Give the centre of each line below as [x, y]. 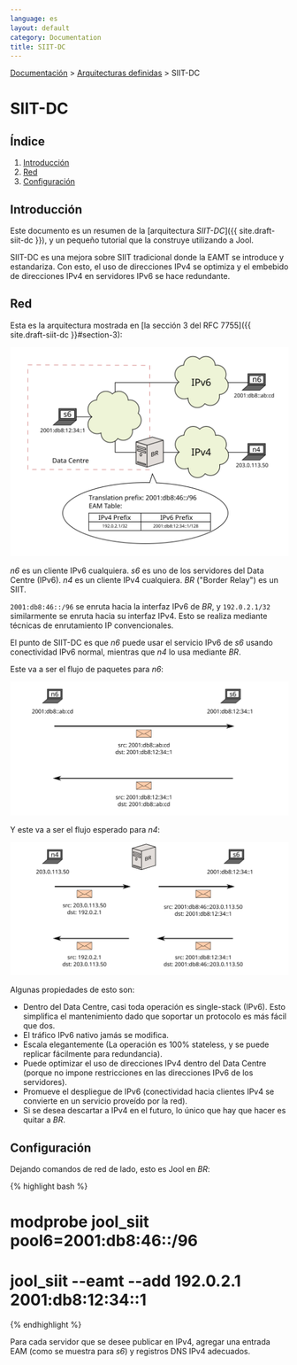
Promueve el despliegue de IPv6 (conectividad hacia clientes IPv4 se [148, 1092]
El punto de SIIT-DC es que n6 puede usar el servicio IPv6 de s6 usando [141, 642]
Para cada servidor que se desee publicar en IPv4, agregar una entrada [140, 1342]
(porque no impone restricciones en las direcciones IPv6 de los [138, 1073]
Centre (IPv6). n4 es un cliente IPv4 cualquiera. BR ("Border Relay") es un [145, 579]
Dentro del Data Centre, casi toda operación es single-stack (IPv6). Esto [154, 1007]
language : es [34, 19]
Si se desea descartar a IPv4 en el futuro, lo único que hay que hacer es [154, 1111]
